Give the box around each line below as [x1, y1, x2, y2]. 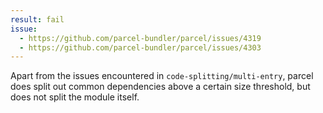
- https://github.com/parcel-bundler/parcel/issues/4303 [19, 42, 262, 53]
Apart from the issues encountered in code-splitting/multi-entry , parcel [10, 70, 314, 82]
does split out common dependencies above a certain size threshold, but [10, 81, 311, 93]
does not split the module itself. [10, 91, 140, 103]
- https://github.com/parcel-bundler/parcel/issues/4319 [19, 33, 262, 43]
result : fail [10, 14, 65, 25]
